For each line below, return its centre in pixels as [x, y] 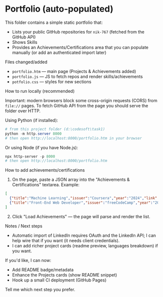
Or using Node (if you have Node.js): [42, 147]
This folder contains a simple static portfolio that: [54, 22]
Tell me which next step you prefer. [40, 289]
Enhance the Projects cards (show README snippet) [65, 275]
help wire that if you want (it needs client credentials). [66, 240]
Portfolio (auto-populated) [59, 9]
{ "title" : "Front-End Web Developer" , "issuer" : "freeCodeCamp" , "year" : [81, 203]
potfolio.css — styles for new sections [52, 82]
